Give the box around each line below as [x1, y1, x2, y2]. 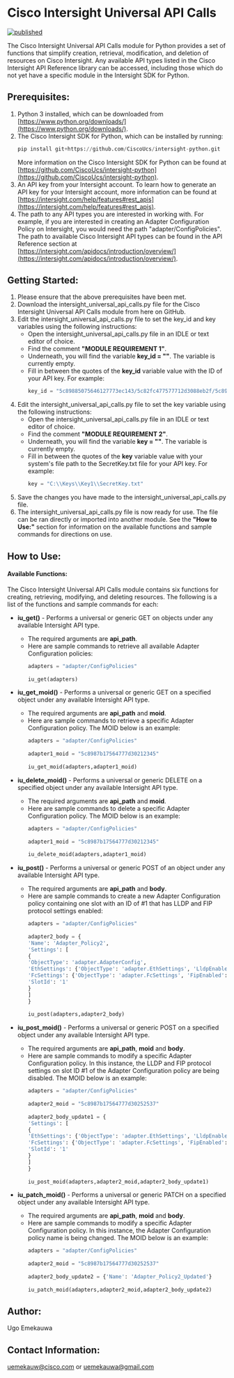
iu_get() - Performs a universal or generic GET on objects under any [17, 613, 214, 621]
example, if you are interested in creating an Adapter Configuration [17, 217, 210, 226]
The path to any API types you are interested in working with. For [17, 210, 204, 218]
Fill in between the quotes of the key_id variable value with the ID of [27, 367, 223, 376]
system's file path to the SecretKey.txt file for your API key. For [27, 460, 208, 468]
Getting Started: [7, 274, 79, 286]
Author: [7, 1305, 42, 1317]
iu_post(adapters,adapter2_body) [27, 1011, 125, 1018]
